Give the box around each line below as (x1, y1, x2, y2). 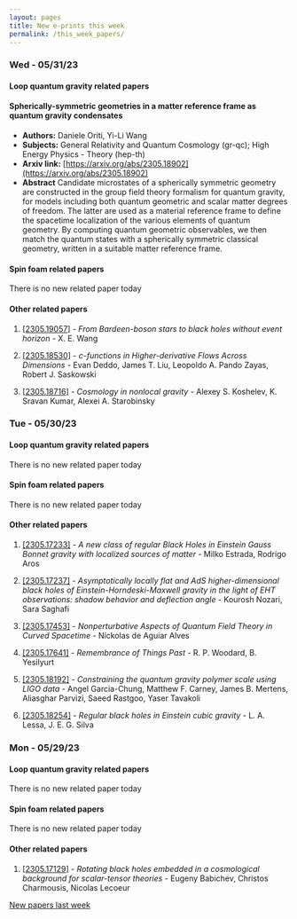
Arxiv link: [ (21, 159, 66, 169)
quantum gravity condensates (9, 110, 123, 121)
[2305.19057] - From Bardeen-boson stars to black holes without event (21, 323, 282, 334)
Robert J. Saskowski (21, 369, 97, 380)
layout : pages (9, 12, 62, 22)
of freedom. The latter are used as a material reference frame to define (21, 206, 282, 216)
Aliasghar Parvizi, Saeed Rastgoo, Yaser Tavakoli (21, 693, 201, 703)
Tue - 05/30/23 (9, 418, 77, 430)
